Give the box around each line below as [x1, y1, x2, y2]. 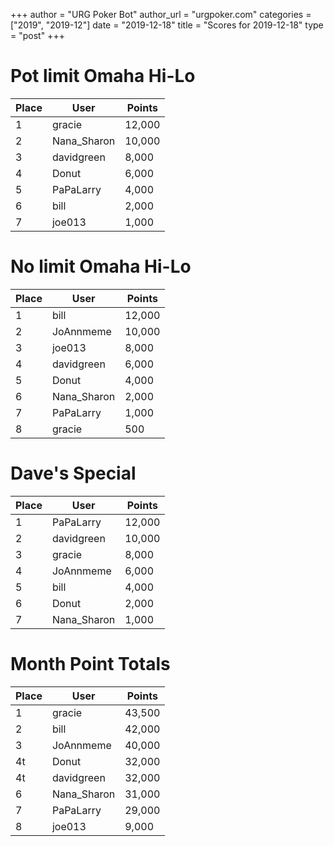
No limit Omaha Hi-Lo [10, 255, 192, 278]
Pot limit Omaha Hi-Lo [10, 65, 196, 88]
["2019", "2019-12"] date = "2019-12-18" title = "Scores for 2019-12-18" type [10, 19, 324, 31]
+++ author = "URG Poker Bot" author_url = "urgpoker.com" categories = [10, 9, 312, 20]
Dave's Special [10, 462, 137, 485]
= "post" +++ [10, 30, 65, 41]
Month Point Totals [10, 653, 171, 675]
